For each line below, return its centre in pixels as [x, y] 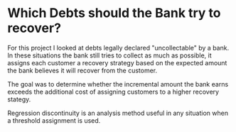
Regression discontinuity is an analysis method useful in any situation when [118, 113]
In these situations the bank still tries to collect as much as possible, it [109, 55]
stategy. [19, 99]
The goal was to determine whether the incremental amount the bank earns [118, 84]
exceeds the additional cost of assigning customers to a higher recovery [113, 92]
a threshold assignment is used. [54, 120]
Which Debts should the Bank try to [114, 13]
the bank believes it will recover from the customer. [82, 70]
